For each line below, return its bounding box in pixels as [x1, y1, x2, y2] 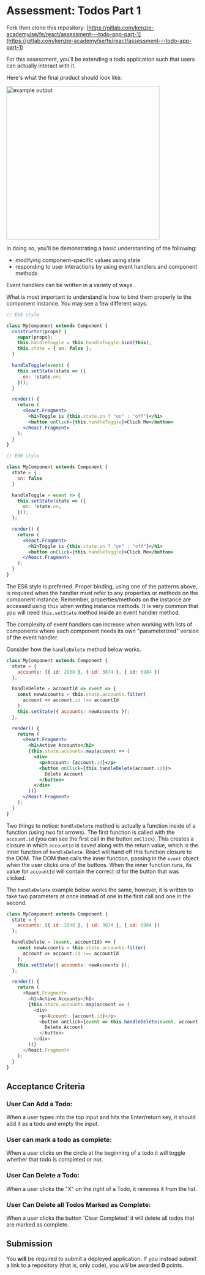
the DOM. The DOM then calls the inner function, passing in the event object [6, 854, 199, 862]
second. [6, 899, 27, 906]
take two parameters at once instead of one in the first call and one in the [6, 892, 192, 899]
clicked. [6, 874, 26, 881]
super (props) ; [17, 334, 53, 341]
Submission [6, 1239, 53, 1249]
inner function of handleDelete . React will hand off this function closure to [6, 848, 192, 855]
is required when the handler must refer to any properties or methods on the [6, 589, 199, 596]
